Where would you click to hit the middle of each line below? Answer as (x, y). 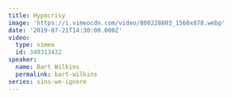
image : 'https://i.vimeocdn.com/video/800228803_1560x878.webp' (117, 23)
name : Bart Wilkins (48, 67)
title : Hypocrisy (37, 15)
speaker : (23, 60)
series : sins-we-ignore (48, 81)
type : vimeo (35, 45)
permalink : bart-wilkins (56, 74)
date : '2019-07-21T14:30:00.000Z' (66, 30)
